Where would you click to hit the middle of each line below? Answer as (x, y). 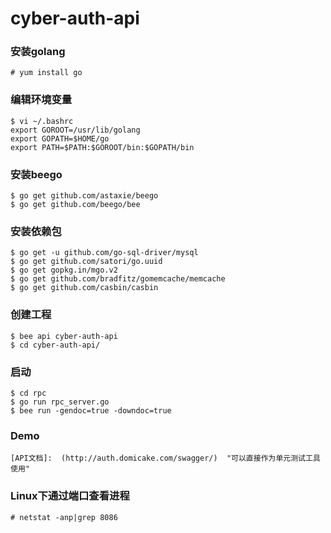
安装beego (36, 174)
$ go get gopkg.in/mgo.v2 (64, 270)
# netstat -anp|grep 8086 (64, 517)
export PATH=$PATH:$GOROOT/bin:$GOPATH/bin (102, 147)
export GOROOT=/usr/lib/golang (75, 130)
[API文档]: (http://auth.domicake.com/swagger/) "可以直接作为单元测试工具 (165, 458)
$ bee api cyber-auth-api (64, 336)
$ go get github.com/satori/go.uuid (86, 262)
